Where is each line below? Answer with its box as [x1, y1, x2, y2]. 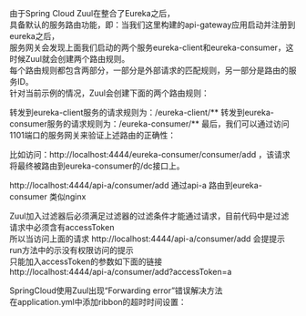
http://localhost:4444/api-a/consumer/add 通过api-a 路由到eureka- [9, 180, 262, 190]
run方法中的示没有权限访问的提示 [9, 245, 134, 255]
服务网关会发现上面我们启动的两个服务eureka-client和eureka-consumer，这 [9, 42, 294, 53]
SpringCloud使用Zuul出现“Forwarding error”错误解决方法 [9, 285, 223, 296]
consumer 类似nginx [9, 191, 87, 202]
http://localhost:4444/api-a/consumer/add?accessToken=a [9, 267, 232, 277]
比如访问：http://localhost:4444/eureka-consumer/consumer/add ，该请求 [9, 149, 291, 159]
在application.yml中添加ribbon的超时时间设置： [9, 297, 187, 307]
